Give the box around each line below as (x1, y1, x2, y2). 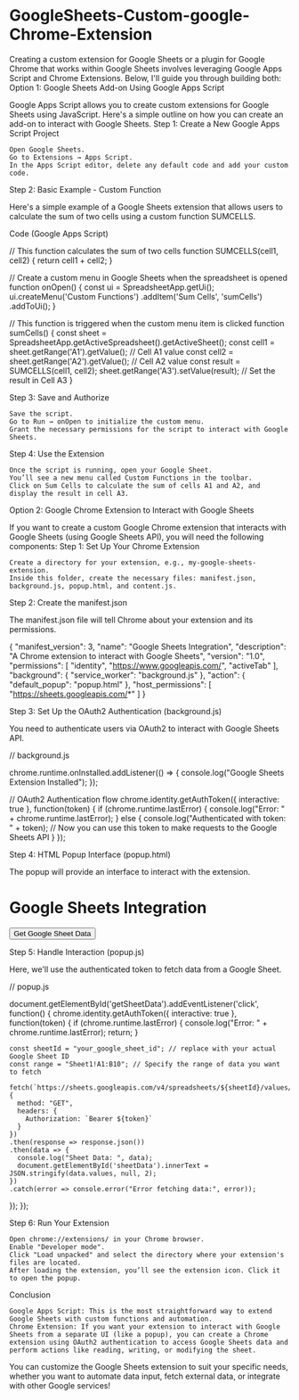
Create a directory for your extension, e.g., (9, 558, 185, 567)
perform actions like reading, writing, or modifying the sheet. (9, 1346, 256, 1355)
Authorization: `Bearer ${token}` (25, 1114, 153, 1124)
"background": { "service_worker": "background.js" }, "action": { (9, 670, 246, 680)
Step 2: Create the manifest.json (9, 597, 127, 607)
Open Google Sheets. (9, 144, 86, 154)
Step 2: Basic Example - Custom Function (9, 184, 162, 194)
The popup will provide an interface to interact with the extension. (9, 866, 251, 877)
